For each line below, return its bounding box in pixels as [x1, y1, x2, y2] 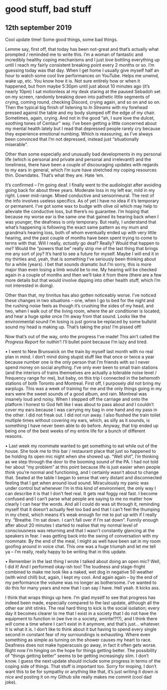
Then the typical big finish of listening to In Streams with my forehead [5, 105, 148, 110]
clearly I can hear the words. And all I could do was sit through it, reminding [5, 501, 160, 507]
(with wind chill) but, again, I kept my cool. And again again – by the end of [5, 574, 158, 580]
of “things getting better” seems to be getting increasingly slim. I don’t [5, 653, 149, 659]
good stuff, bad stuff [5, 3, 92, 15]
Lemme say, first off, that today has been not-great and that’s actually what [5, 46, 159, 52]
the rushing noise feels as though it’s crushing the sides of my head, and [5, 303, 154, 308]
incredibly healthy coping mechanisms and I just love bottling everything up [5, 57, 160, 63]
